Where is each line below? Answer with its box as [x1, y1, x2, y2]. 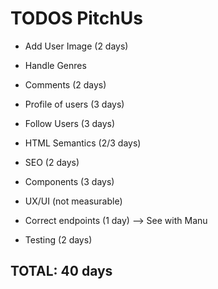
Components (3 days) [24, 175, 115, 187]
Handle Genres [24, 59, 87, 71]
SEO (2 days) [24, 156, 80, 168]
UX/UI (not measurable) [24, 195, 123, 207]
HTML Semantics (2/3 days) [24, 137, 142, 149]
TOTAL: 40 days [10, 263, 113, 280]
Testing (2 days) [24, 233, 93, 246]
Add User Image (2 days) [24, 40, 129, 52]
